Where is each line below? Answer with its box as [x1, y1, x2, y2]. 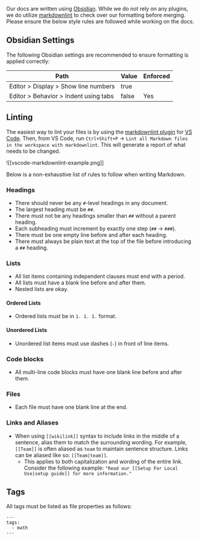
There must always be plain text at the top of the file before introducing [14, 238, 192, 245]
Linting [6, 112, 33, 123]
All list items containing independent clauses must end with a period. [14, 273, 186, 280]
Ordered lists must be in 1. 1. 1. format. [14, 313, 117, 320]
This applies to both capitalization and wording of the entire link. [23, 458, 183, 465]
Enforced [143, 72, 170, 80]
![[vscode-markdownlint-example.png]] [6, 159, 104, 166]
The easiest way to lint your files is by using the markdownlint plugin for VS [6, 128, 192, 135]
